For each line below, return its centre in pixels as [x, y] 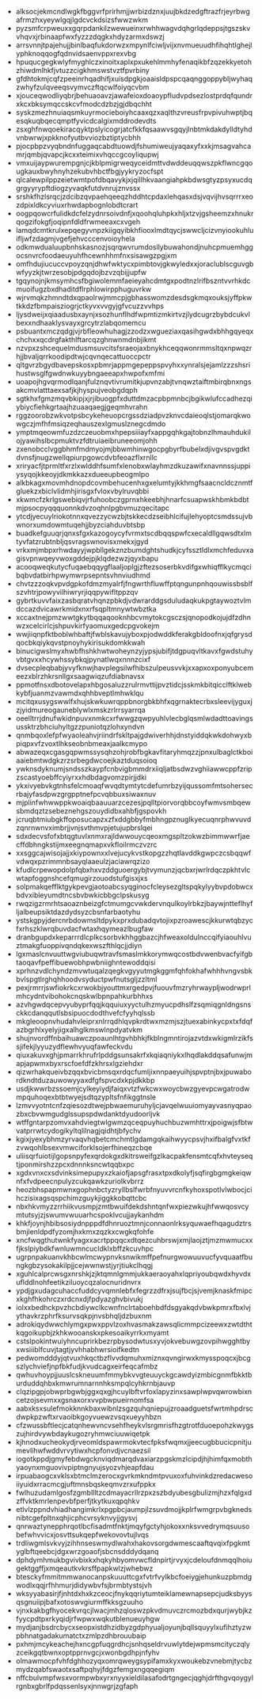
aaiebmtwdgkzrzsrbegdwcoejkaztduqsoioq [86, 760]
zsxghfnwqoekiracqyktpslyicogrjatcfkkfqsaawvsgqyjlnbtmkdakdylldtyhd [134, 129]
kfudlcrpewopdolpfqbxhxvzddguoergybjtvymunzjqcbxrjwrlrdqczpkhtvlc [133, 870]
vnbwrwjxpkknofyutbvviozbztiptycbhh [78, 137]
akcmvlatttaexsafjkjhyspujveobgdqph [77, 390]
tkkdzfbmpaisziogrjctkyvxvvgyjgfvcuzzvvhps [90, 306]
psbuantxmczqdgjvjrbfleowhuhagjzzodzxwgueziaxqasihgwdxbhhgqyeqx [135, 331]
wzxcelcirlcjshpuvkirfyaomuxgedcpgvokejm [87, 626]
